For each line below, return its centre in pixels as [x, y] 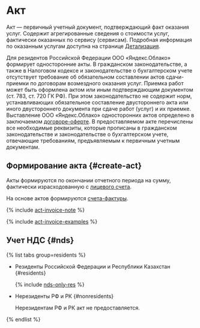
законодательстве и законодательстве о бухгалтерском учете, [87, 134]
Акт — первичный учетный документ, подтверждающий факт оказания [98, 27]
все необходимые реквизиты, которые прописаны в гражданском [92, 128]
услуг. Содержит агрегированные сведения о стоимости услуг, [88, 33]
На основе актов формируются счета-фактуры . [67, 198]
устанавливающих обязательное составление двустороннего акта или [97, 102]
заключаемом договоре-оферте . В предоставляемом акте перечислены [100, 121]
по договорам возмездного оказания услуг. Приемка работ [107, 83]
